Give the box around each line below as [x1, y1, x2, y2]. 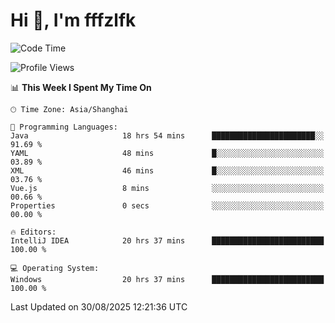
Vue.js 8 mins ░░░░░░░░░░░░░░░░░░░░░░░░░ [10, 183, 325, 193]
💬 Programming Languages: [10, 122, 118, 132]
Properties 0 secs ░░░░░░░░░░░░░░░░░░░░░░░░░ [10, 200, 325, 211]
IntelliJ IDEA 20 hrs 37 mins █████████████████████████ [10, 235, 325, 246]
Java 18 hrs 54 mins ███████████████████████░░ [10, 130, 325, 141]
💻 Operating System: [10, 263, 100, 273]
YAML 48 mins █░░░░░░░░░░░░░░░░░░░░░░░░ [10, 148, 325, 158]
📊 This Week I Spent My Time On [10, 81, 152, 93]
